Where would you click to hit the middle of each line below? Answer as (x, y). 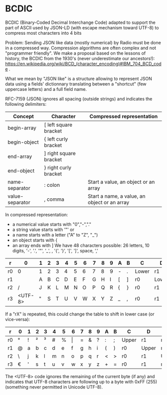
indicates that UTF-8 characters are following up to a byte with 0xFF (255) (81, 382)
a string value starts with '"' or (43, 230)
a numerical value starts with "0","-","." (52, 224)
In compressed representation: (37, 215)
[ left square (58, 125)
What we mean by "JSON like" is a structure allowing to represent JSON (79, 79)
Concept (23, 116)
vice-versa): (18, 319)
